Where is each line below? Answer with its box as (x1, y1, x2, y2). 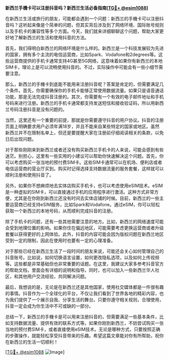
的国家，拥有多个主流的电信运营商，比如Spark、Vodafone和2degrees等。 (5, 51, 158, 57)
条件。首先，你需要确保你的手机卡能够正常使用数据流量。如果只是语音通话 (9, 88, 164, 93)
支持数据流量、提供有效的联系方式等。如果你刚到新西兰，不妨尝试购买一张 (9, 320, 164, 326)
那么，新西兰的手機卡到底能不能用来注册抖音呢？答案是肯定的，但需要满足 (5, 81, 159, 87)
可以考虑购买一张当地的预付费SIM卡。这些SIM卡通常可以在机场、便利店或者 (5, 159, 162, 165)
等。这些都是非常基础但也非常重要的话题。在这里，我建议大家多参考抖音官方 (5, 261, 164, 267)
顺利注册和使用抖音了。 (5, 172, 54, 178)
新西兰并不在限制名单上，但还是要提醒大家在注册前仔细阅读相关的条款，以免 (5, 130, 164, 136)
